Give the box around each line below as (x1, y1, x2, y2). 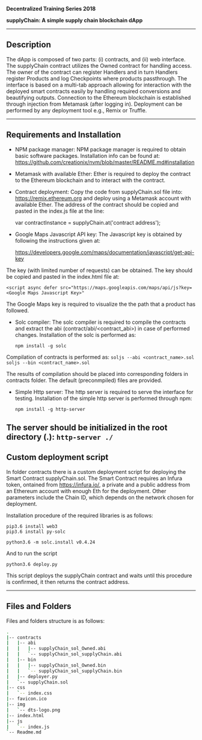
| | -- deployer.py (6, 673, 58, 679)
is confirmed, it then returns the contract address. (6, 578, 130, 585)
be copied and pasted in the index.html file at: (6, 273, 120, 280)
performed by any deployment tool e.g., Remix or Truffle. (6, 106, 147, 114)
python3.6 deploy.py (6, 561, 58, 567)
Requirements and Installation (6, 130, 121, 140)
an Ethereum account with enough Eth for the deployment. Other (6, 487, 167, 494)
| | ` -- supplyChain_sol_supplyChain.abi (6, 651, 122, 657)
